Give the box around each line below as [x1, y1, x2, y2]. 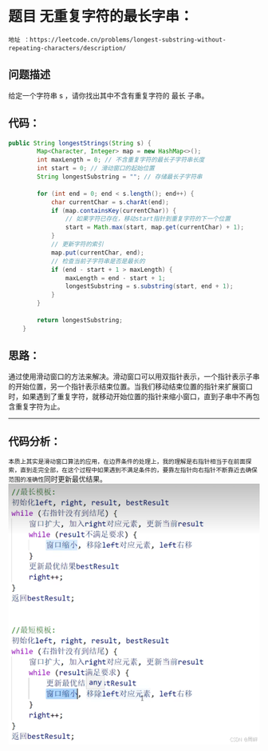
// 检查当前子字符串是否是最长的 [50, 257, 145, 265]
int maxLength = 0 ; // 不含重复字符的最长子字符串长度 [37, 156, 205, 164]
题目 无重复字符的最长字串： [8, 7, 194, 26]
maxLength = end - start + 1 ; [65, 274, 166, 282]
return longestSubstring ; [37, 316, 124, 324]
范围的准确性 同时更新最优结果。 [8, 474, 108, 484]
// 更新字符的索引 [50, 241, 104, 249]
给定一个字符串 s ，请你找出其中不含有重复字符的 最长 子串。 [8, 90, 209, 100]
